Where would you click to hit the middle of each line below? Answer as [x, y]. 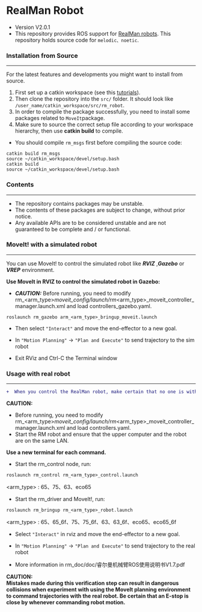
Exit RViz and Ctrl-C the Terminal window [66, 358]
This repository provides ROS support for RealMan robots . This [93, 33]
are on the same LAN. [42, 440]
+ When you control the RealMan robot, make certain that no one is [95, 392]
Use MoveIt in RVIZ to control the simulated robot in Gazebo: [83, 282]
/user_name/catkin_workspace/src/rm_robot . [70, 106]
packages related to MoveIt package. [60, 118]
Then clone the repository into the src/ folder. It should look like [94, 99]
